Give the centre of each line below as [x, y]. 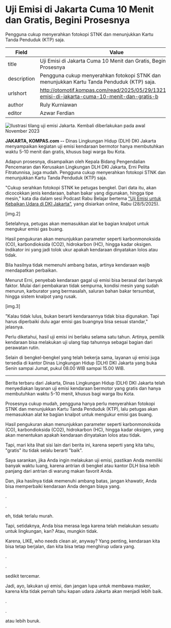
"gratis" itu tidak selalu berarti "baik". [44, 450]
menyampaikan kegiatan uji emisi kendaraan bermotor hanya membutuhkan [85, 146]
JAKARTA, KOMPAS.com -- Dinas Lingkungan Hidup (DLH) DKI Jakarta [81, 140]
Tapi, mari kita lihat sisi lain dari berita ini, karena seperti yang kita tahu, [80, 445]
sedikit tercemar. [23, 576]
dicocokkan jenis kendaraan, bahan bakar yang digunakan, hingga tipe [79, 193]
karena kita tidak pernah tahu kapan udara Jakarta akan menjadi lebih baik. [84, 591]
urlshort [17, 93]
